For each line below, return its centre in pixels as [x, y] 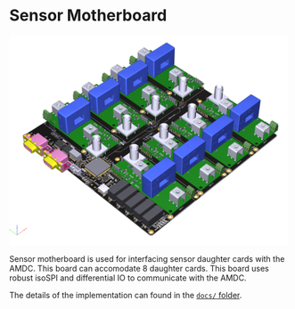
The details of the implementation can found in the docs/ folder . [126, 296]
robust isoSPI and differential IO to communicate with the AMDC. [128, 278]
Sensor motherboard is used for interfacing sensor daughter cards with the [147, 259]
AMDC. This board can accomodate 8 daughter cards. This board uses [139, 269]
